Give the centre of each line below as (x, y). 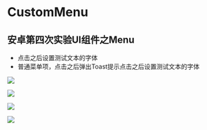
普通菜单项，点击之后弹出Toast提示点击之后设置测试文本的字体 (108, 66)
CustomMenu (48, 12)
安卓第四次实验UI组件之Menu (71, 39)
